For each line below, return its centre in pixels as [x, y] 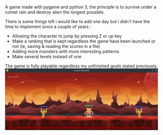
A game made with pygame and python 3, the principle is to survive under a [81, 7]
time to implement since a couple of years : [48, 27]
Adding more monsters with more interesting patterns [66, 51]
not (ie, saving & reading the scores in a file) [56, 46]
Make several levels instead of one [47, 57]
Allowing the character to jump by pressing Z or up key [67, 36]
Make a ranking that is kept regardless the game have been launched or [84, 41]
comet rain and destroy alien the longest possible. [55, 12]
